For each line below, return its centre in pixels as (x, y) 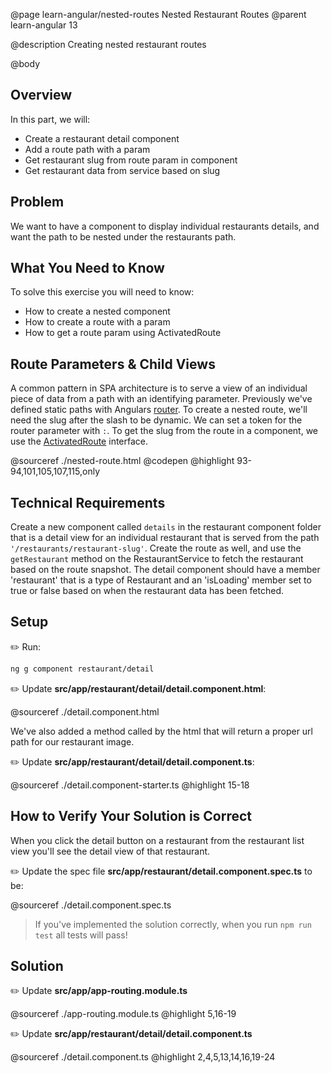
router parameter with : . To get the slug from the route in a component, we (164, 431)
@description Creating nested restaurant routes (108, 44)
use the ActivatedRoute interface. (79, 441)
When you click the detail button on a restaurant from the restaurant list (157, 840)
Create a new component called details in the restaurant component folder (166, 527)
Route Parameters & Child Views (113, 364)
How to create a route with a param (97, 322)
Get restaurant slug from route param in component (131, 160)
